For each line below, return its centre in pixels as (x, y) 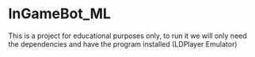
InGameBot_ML (59, 14)
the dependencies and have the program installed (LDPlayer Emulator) (123, 44)
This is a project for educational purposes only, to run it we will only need (127, 36)
